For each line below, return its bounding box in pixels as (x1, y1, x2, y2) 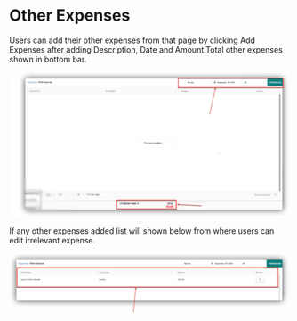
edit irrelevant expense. (9, 235, 96, 246)
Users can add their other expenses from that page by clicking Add (9, 35, 256, 45)
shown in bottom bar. (9, 53, 87, 64)
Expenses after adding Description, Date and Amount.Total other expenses (9, 44, 283, 54)
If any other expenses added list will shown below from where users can (9, 226, 275, 236)
